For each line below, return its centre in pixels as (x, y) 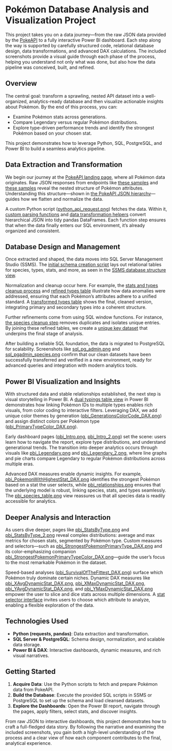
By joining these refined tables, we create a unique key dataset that (77, 328)
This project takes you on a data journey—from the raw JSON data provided (86, 34)
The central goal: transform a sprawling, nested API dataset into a (75, 96)
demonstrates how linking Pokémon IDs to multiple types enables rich (79, 405)
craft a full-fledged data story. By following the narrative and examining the (85, 727)
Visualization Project (51, 20)
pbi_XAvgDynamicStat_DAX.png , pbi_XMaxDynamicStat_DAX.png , (75, 583)
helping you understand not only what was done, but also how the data (80, 62)
